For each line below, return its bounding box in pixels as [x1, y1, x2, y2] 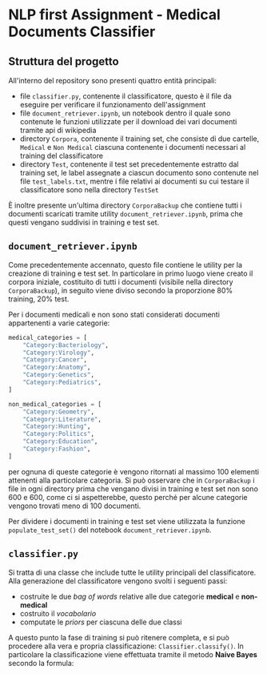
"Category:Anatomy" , [22, 363, 91, 372]
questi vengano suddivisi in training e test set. [8, 218, 160, 227]
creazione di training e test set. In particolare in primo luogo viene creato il [8, 268, 253, 278]
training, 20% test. [8, 294, 70, 304]
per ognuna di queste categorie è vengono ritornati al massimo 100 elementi [8, 466, 260, 476]
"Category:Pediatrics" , [22, 378, 102, 386]
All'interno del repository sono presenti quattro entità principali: [8, 76, 217, 85]
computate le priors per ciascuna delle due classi [19, 617, 182, 627]
